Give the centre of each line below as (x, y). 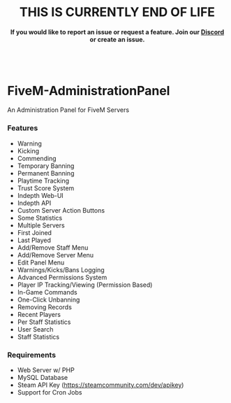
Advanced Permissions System (62, 277)
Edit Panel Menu (41, 262)
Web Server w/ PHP (46, 370)
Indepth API (34, 203)
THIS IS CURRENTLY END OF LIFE (117, 12)
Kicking (28, 150)
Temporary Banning (46, 166)
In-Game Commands (47, 292)
